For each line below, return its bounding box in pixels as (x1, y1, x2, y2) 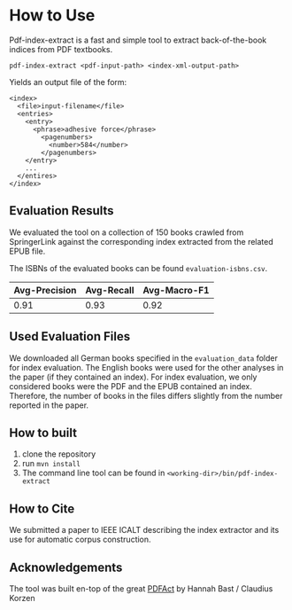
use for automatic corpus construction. (9, 534, 152, 545)
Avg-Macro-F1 (142, 284, 210, 296)
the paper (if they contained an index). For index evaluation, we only (9, 371, 257, 382)
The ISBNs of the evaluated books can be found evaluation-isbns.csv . (9, 262, 268, 273)
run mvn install (21, 458, 81, 469)
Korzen (9, 593, 35, 603)
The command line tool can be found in (21, 467, 165, 479)
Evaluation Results (9, 203, 114, 218)
